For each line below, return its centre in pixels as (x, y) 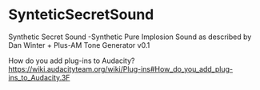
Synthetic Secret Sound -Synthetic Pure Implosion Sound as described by (130, 37)
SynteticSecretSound (81, 15)
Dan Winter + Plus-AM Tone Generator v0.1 (79, 45)
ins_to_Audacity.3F (39, 77)
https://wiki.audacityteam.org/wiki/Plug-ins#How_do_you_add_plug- (121, 68)
